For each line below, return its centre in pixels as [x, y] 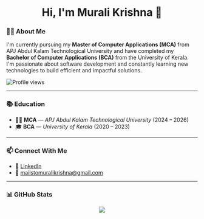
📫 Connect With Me [37, 150]
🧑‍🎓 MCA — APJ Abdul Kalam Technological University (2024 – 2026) [102, 120]
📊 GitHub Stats [29, 194]
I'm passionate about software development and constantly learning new [97, 64]
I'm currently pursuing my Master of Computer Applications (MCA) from [98, 44]
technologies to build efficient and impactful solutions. [74, 71]
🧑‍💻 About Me [26, 32]
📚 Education [26, 104]
